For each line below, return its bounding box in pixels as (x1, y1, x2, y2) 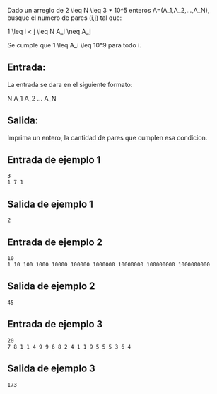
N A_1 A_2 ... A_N (7, 94, 57, 102)
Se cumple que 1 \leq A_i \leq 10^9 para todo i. (7, 41, 141, 49)
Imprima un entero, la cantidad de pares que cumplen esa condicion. (7, 133, 208, 142)
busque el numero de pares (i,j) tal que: (7, 13, 122, 22)
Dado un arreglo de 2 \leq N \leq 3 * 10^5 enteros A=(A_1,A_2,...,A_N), (7, 6, 210, 14)
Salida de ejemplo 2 (7, 280, 95, 293)
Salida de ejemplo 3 (7, 363, 95, 375)
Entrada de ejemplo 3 (7, 318, 103, 330)
